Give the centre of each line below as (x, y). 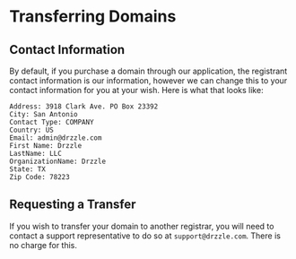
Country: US (31, 130)
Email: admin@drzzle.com (56, 138)
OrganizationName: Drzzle (57, 161)
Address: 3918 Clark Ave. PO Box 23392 (84, 107)
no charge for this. (44, 245)
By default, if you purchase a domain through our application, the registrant (148, 71)
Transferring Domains (93, 17)
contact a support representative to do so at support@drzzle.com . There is (145, 236)
